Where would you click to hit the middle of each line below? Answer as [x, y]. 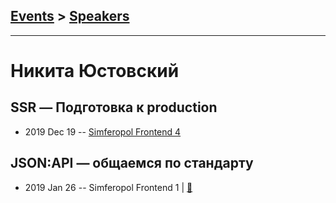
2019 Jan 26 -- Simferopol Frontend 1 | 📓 [108, 187]
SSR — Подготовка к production [114, 107]
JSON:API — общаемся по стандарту [132, 163]
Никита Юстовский [95, 71]
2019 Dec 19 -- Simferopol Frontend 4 [103, 131]
